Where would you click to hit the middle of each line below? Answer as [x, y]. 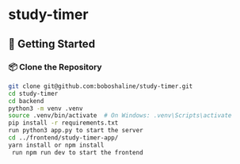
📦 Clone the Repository [55, 67]
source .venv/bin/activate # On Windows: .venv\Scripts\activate [120, 116]
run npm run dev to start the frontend [78, 152]
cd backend [26, 101]
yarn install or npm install [56, 145]
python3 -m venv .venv [46, 109]
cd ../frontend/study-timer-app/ [63, 138]
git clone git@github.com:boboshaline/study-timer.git [101, 86]
